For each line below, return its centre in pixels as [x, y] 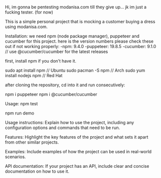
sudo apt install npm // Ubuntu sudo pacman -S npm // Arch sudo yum [75, 70]
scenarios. [15, 157]
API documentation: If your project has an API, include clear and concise [77, 166]
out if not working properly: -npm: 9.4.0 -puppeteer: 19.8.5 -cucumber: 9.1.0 [80, 46]
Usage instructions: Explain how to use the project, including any [70, 122]
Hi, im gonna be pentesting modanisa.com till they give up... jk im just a [76, 7]
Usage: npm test [22, 104]
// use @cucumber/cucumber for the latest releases [57, 51]
